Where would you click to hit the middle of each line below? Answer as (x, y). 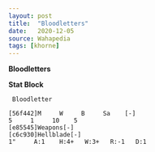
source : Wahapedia (39, 38)
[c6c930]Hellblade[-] (45, 135)
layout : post (30, 16)
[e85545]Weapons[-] (41, 128)
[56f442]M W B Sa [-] (72, 114)
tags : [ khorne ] (34, 46)
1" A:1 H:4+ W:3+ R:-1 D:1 (78, 142)
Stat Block (26, 85)
